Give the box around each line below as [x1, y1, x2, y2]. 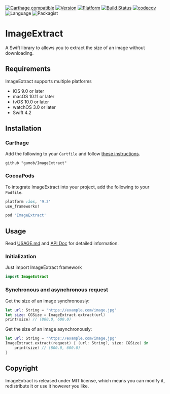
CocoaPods [5, 172, 35, 179]
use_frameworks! [5, 204, 40, 209]
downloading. [5, 50, 34, 56]
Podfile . [5, 189, 23, 195]
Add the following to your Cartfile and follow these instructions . [5, 151, 141, 157]
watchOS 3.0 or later [12, 104, 56, 110]
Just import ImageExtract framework [5, 264, 82, 270]
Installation [5, 124, 42, 133]
